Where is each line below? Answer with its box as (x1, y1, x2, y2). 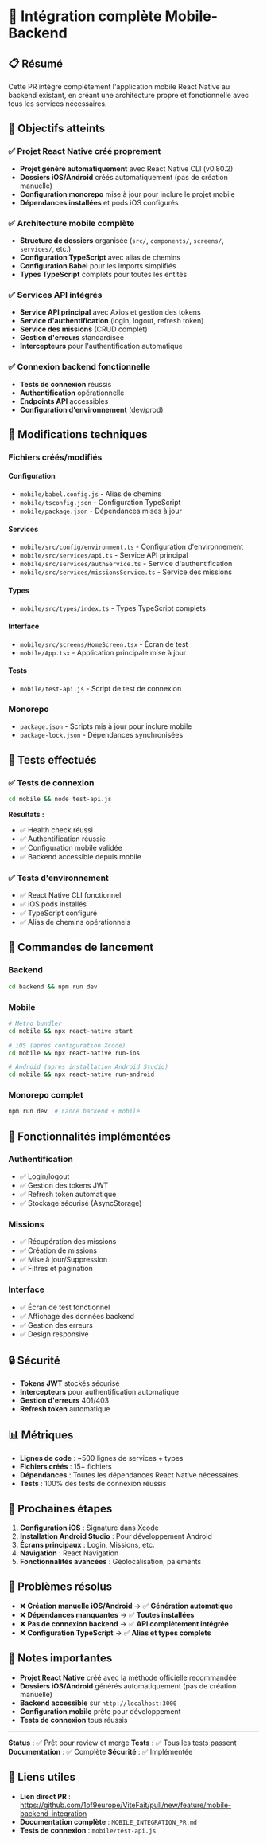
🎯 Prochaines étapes (8, 1501, 113, 1516)
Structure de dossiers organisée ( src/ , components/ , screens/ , (19, 235, 224, 245)
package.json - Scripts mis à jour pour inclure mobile (19, 722, 192, 731)
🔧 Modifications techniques (8, 428, 148, 441)
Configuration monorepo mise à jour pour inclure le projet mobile (19, 189, 236, 198)
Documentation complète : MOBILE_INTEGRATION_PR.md (19, 1817, 197, 1826)
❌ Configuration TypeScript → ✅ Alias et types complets (19, 1628, 211, 1638)
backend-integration (19, 1808, 87, 1818)
